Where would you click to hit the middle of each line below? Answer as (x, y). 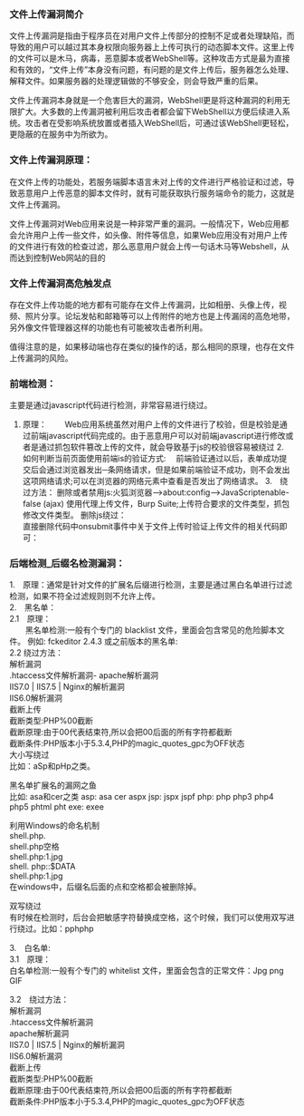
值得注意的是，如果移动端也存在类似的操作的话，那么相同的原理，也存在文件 (152, 346)
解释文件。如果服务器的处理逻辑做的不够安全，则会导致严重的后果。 (136, 81)
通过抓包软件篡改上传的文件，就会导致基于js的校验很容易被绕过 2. (161, 447)
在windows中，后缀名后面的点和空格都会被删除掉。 (105, 887)
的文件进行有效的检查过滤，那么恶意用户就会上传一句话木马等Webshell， (146, 246)
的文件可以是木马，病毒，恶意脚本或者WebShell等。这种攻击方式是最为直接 (150, 58)
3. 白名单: (30, 948)
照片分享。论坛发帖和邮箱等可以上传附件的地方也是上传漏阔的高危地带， (160, 315)
